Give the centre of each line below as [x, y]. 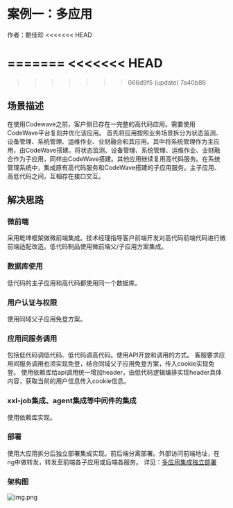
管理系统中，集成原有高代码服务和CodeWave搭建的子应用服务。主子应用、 [114, 167]
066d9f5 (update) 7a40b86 [167, 82]
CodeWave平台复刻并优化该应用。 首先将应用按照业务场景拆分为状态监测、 [115, 133]
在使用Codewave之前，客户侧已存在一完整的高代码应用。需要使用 [101, 124]
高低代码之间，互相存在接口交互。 [56, 176]
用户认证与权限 [32, 303]
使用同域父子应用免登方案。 [47, 319]
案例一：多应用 [50, 14]
